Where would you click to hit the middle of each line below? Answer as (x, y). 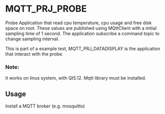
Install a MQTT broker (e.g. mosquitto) (45, 106)
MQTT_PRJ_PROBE (46, 9)
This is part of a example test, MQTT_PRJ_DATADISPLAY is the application (83, 48)
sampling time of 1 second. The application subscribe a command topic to (82, 33)
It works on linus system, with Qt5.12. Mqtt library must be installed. (76, 78)
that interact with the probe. (34, 54)
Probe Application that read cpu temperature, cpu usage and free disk (78, 23)
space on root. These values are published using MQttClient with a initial (81, 28)
